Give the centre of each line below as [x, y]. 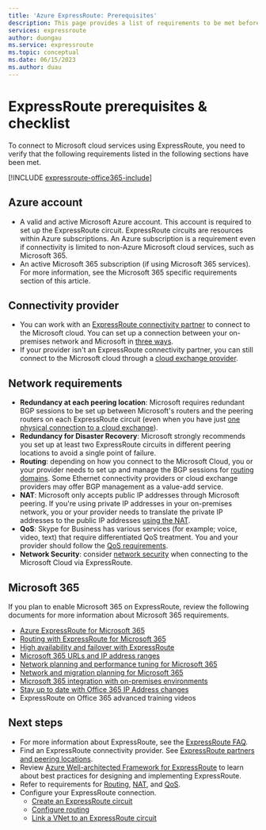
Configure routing [60, 809]
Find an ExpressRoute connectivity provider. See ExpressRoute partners [137, 750]
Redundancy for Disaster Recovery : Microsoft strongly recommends [132, 436]
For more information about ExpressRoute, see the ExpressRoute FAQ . [133, 742]
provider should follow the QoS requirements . [94, 546]
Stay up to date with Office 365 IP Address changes [104, 689]
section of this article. [55, 281]
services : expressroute [47, 30]
